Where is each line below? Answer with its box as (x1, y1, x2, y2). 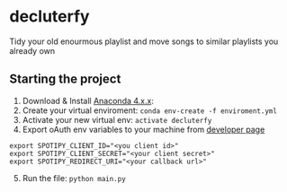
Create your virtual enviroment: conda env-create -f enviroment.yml (22, 105, 277, 116)
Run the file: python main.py (22, 172, 126, 183)
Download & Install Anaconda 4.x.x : (22, 95, 155, 106)
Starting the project (9, 72, 121, 87)
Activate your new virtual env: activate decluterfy (22, 114, 212, 125)
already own (9, 45, 56, 56)
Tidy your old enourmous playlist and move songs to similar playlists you (9, 36, 279, 47)
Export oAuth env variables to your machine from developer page (22, 124, 265, 135)
